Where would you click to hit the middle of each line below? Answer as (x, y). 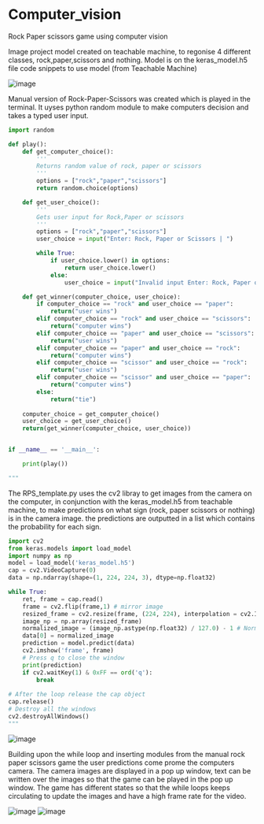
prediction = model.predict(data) (79, 644)
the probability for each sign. (55, 526)
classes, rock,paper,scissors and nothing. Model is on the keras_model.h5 (128, 60)
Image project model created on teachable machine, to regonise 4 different (130, 51)
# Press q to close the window (73, 658)
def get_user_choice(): (61, 202)
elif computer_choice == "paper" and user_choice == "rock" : (139, 348)
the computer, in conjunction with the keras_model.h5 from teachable (121, 501)
